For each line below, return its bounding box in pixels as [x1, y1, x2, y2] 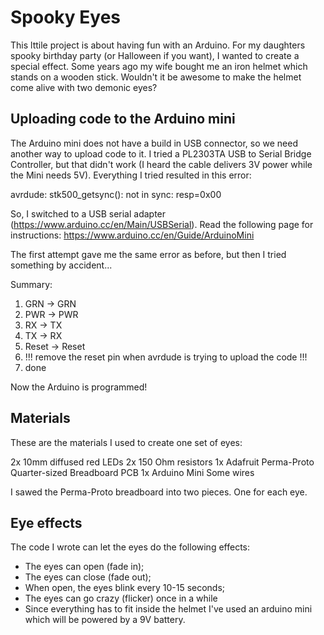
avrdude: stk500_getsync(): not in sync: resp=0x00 [10, 188, 222, 200]
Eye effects [10, 514, 83, 531]
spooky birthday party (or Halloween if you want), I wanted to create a [10, 49, 300, 61]
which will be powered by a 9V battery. [24, 614, 186, 626]
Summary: [10, 278, 53, 290]
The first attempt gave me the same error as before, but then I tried [10, 248, 287, 260]
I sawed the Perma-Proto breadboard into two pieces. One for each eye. [10, 486, 308, 498]
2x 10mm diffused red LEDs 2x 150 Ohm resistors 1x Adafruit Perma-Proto [10, 456, 315, 468]
